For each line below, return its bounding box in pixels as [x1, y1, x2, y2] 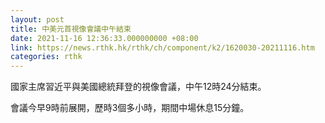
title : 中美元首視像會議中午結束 [10, 24, 132, 34]
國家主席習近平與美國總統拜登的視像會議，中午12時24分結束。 [10, 81, 267, 93]
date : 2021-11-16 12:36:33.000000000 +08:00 [10, 33, 199, 43]
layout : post [10, 14, 65, 25]
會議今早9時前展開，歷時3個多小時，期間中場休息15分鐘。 [10, 102, 250, 114]
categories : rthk [10, 52, 83, 62]
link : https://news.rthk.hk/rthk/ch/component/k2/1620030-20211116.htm [10, 42, 315, 53]
